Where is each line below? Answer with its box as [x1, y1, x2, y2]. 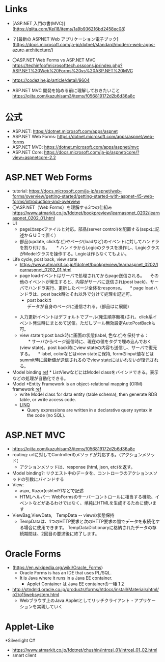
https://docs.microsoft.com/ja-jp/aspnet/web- [28, 188, 122, 194]
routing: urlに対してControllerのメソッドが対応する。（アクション [12, 451, 142, 457]
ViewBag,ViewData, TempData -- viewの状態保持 [12, 512, 114, 518]
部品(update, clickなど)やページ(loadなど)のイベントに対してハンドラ [19, 238, 160, 244]
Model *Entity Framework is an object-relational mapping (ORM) [12, 380, 143, 387]
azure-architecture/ [12, 47, 52, 53]
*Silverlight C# [5, 637, 35, 643]
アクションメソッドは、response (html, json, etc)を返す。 [19, 464, 135, 470]
